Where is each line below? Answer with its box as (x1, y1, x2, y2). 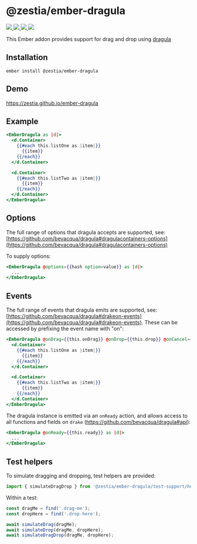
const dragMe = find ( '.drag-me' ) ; (6, 505, 91, 511)
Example (6, 116, 39, 126)
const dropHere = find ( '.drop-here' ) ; (6, 511, 101, 516)
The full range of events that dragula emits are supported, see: (6, 306, 158, 314)
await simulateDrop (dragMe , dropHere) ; (6, 527, 104, 533)
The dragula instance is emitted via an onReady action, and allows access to (6, 412, 188, 419)
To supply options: (6, 252, 51, 259)
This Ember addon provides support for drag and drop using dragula (6, 35, 171, 42)
